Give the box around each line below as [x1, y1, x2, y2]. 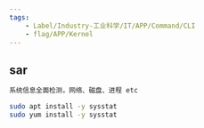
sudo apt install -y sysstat [9, 102, 118, 111]
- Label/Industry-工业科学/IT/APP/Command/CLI [25, 21, 196, 30]
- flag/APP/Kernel [25, 29, 94, 38]
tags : [9, 12, 29, 22]
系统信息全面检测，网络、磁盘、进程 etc [9, 86, 138, 95]
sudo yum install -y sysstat [9, 110, 118, 119]
